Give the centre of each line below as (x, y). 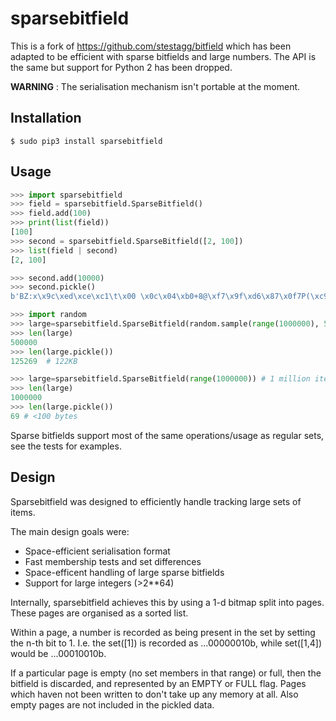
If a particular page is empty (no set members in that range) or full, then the (166, 673)
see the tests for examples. (66, 446)
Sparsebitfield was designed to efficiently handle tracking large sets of (156, 501)
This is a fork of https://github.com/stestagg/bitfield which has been (151, 46)
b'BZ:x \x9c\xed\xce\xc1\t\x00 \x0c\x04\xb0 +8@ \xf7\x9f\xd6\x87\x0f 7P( (160, 297)
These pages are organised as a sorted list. (99, 613)
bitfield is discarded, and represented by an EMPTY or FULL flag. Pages (158, 683)
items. (23, 512)
